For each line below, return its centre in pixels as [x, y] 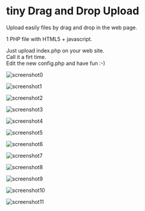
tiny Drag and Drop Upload [73, 11]
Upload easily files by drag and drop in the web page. [72, 27]
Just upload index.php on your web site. [55, 50]
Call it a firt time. [26, 57]
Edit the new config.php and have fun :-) [56, 63]
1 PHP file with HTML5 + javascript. [49, 39]
